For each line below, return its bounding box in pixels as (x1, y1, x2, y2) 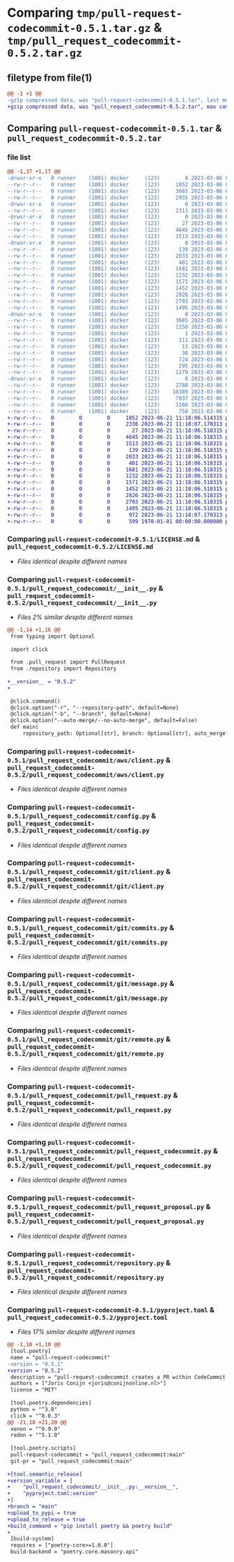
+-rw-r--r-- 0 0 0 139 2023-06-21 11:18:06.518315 (7, 446, 223, 453)
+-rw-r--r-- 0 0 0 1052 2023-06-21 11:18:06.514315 (7, 414, 223, 421)
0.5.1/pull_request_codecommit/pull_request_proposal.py (7, 1203, 205, 1211)
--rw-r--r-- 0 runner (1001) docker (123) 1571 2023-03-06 (7, 279, 223, 286)
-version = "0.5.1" (7, 1360, 64, 1368)
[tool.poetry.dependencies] (10, 1400, 92, 1407)
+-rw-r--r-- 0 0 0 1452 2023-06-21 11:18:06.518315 (7, 485, 223, 492)
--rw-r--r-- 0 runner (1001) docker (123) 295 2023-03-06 (7, 362, 223, 370)
